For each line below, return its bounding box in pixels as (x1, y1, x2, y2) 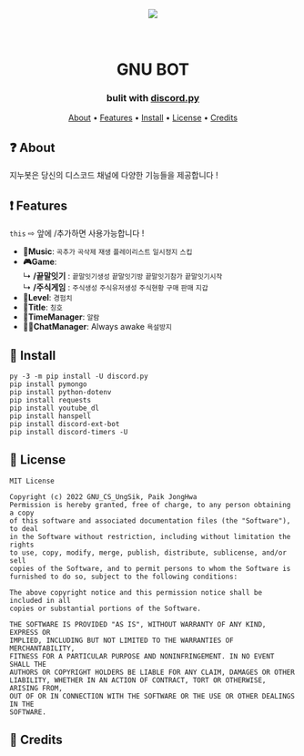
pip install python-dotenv (9, 387, 112, 396)
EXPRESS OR (9, 628, 51, 637)
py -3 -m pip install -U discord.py (9, 372, 148, 381)
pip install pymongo (9, 379, 88, 389)
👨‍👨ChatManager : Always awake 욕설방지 (22, 322, 173, 332)
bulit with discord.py (106, 92, 200, 105)
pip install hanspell (9, 411, 92, 421)
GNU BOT (117, 59, 189, 80)
